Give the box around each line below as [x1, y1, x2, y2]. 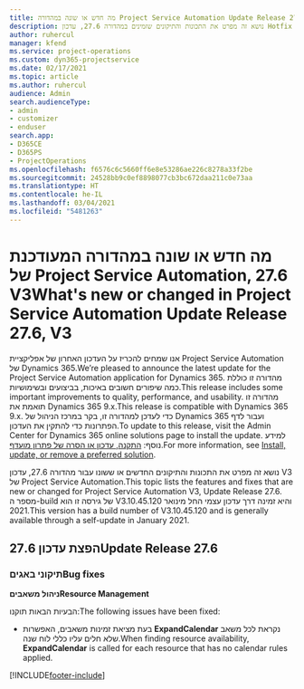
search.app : [9, 131, 54, 140]
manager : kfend [9, 38, 67, 48]
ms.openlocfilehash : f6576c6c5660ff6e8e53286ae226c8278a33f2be [9, 165, 253, 174]
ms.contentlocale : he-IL [9, 190, 103, 199]
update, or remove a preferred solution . [9, 449, 157, 460]
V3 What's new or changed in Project [9, 284, 291, 304]
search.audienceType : [9, 97, 91, 107]
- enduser [9, 123, 47, 132]
